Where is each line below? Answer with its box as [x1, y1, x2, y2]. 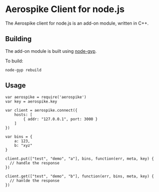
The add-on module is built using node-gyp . [5, 48, 97, 54]
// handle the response [10, 160, 59, 165]
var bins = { [5, 134, 33, 139]
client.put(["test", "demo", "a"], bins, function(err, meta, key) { [5, 156, 154, 161]
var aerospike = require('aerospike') [5, 94, 87, 100]
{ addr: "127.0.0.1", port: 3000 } [23, 117, 98, 122]
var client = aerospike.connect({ [5, 108, 78, 113]
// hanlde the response [10, 178, 59, 183]
